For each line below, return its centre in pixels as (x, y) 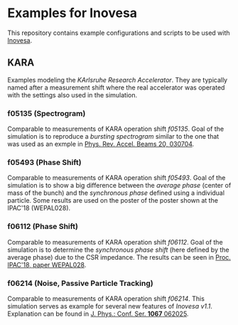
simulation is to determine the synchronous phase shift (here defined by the (118, 250)
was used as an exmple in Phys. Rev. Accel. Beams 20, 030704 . (101, 144)
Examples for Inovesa (72, 13)
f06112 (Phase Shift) (43, 227)
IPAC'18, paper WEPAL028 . (47, 265)
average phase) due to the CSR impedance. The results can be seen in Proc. (119, 257)
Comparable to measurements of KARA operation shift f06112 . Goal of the (115, 242)
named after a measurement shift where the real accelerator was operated (116, 87)
